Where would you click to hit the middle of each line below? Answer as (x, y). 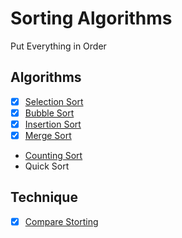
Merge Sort (48, 135)
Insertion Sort (53, 124)
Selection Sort (54, 101)
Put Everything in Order (58, 46)
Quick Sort (47, 166)
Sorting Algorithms (91, 18)
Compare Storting (61, 221)
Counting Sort (53, 155)
